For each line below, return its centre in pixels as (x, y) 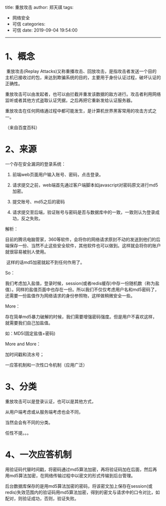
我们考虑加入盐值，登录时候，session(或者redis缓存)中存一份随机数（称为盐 (82, 283)
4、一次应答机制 (38, 455)
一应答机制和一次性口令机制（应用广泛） (46, 365)
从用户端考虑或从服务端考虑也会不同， (44, 412)
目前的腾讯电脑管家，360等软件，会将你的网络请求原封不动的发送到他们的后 (83, 239)
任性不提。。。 (18, 433)
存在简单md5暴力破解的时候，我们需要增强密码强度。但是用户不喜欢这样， (81, 317)
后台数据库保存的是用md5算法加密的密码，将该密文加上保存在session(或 (79, 486)
